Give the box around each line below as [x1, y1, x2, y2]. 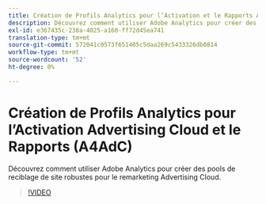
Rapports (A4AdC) [8, 138, 133, 155]
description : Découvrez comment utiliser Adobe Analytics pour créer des [8, 19, 257, 27]
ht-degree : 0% [8, 63, 55, 71]
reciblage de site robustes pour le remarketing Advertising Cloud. [8, 172, 222, 182]
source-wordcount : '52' [8, 56, 87, 64]
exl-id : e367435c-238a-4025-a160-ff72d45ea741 [8, 26, 165, 34]
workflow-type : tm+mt [8, 48, 80, 56]
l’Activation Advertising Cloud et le [8, 120, 241, 138]
